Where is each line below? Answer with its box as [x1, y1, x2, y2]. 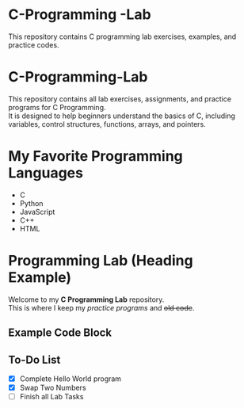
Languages [8, 164, 83, 182]
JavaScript [19, 207, 55, 216]
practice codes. [8, 40, 59, 49]
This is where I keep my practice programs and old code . [8, 303, 195, 312]
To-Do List [8, 353, 61, 366]
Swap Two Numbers [19, 383, 86, 393]
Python [19, 198, 44, 208]
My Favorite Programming [8, 147, 184, 166]
